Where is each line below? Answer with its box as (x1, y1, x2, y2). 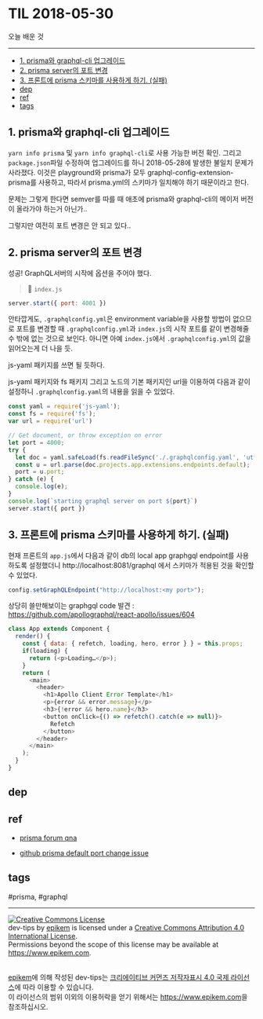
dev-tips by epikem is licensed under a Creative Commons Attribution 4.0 (8, 922, 245, 932)
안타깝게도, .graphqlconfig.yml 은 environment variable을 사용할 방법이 (8, 314, 231, 324)
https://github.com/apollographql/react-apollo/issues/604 (8, 610, 196, 619)
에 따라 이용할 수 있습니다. (14, 982, 94, 992)
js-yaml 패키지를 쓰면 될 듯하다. (8, 361, 106, 370)
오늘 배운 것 (8, 31, 45, 41)
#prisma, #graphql (8, 892, 68, 901)
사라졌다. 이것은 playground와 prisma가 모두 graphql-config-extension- (8, 167, 234, 177)
